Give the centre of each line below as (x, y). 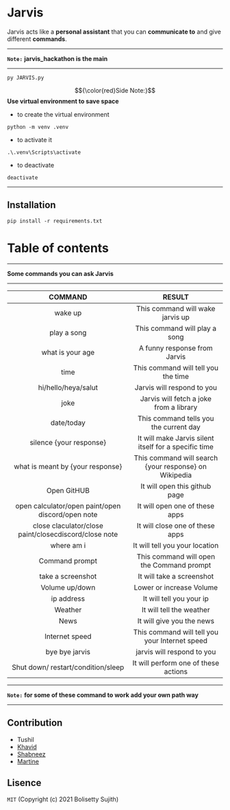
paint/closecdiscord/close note (68, 534)
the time (176, 376)
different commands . (37, 38)
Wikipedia (176, 475)
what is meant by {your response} (68, 466)
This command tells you (176, 418)
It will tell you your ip (176, 599)
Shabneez (31, 754)
